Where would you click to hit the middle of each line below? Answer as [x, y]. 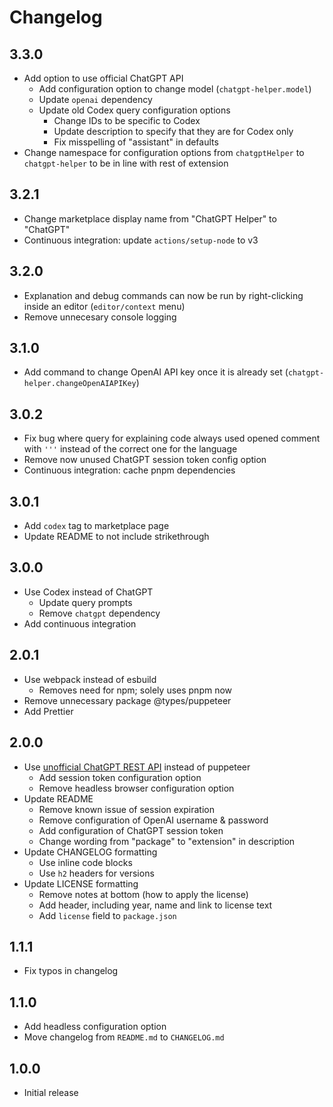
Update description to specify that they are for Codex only [173, 131]
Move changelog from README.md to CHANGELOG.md [124, 1037]
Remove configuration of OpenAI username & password [153, 820]
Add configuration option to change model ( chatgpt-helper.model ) [175, 89]
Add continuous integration [80, 623]
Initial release [51, 1092]
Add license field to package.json [107, 915]
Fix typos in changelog [71, 971]
